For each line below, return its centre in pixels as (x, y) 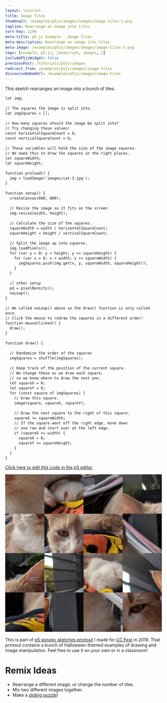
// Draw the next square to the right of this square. (72, 413)
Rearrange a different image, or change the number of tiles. (73, 685)
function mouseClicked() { (33, 323)
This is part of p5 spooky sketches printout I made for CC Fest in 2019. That (83, 640)
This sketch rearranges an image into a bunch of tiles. (60, 89)
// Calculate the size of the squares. (51, 223)
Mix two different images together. (47, 690)
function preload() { (28, 173)
